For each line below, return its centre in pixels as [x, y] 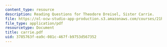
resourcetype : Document [30, 28]
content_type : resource [30, 10]
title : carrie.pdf [24, 32]
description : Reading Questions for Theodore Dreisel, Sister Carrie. [80, 14]
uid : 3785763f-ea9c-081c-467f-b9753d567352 [51, 37]
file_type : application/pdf [34, 23]
